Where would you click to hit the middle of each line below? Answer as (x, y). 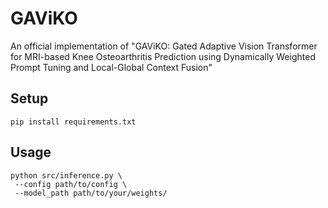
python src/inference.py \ (66, 175)
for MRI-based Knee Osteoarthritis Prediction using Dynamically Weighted (163, 56)
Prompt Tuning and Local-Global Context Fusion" (111, 67)
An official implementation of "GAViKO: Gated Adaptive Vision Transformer (164, 46)
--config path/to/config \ (71, 184)
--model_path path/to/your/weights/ (91, 193)
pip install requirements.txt (73, 122)
